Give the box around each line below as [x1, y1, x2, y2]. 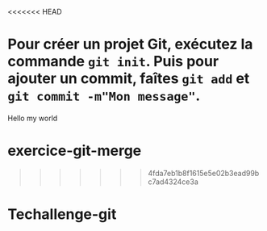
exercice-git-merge [7, 141, 142, 160]
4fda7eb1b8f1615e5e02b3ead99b [148, 168, 260, 178]
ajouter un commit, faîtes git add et [7, 69, 250, 88]
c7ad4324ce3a [148, 177, 199, 187]
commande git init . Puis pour [7, 52, 219, 71]
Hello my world [7, 113, 58, 123]
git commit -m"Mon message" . [7, 86, 201, 105]
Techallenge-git [7, 205, 117, 224]
